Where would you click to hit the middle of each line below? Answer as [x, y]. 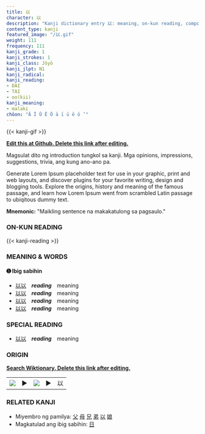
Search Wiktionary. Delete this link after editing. [68, 368]
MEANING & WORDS [37, 256]
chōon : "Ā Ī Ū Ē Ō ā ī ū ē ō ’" [47, 114]
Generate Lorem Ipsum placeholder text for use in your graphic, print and [98, 174]
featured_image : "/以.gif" [40, 35]
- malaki [17, 108]
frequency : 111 [26, 46]
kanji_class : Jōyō [30, 63]
